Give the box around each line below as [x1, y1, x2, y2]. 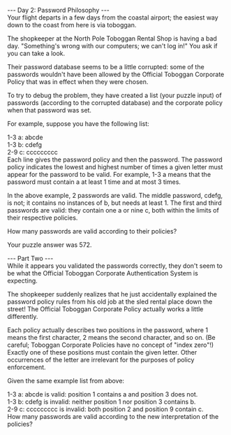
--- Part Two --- [7, 255, 54, 262]
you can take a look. [7, 49, 66, 57]
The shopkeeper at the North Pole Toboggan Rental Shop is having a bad [7, 34, 218, 43]
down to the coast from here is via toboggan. [7, 21, 137, 29]
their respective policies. [7, 213, 78, 222]
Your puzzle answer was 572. [7, 241, 92, 249]
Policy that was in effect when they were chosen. [7, 78, 149, 86]
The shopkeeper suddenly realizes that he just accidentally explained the [7, 290, 218, 298]
